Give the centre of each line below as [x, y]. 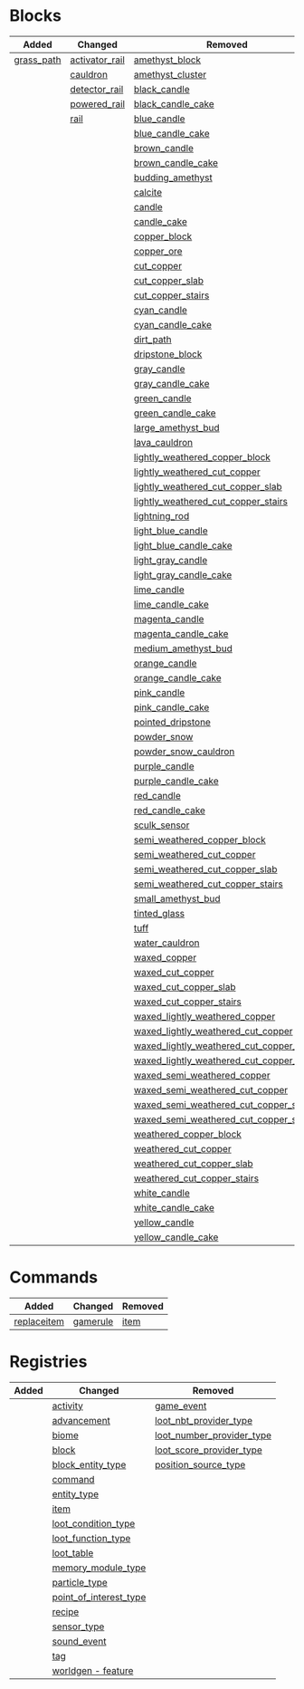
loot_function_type [91, 1538]
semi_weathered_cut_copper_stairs [208, 884]
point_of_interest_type [99, 1597]
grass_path [38, 60]
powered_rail [97, 103]
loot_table [73, 1552]
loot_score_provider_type [209, 1450]
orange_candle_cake [177, 677]
